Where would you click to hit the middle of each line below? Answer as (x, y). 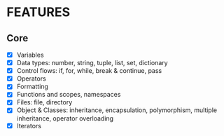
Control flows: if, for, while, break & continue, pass (89, 71)
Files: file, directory (44, 102)
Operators (31, 79)
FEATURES (38, 12)
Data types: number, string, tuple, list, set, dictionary (92, 63)
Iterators (29, 125)
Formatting (32, 87)
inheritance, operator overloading (65, 118)
